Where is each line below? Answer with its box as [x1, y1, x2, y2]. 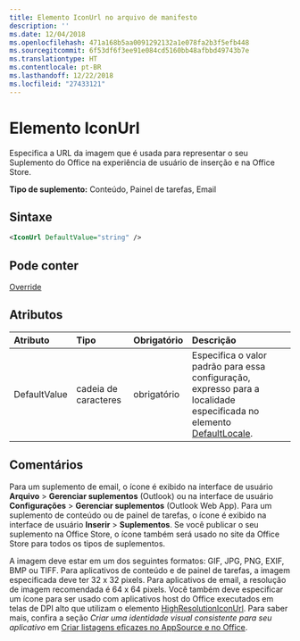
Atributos [9, 307, 63, 322]
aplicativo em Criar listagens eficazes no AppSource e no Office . [9, 621, 248, 632]
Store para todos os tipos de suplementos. [9, 537, 166, 549]
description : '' [9, 21, 70, 30]
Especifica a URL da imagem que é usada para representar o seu [9, 147, 248, 158]
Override [9, 282, 42, 293]
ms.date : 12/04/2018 [9, 29, 87, 38]
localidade [191, 394, 236, 406]
